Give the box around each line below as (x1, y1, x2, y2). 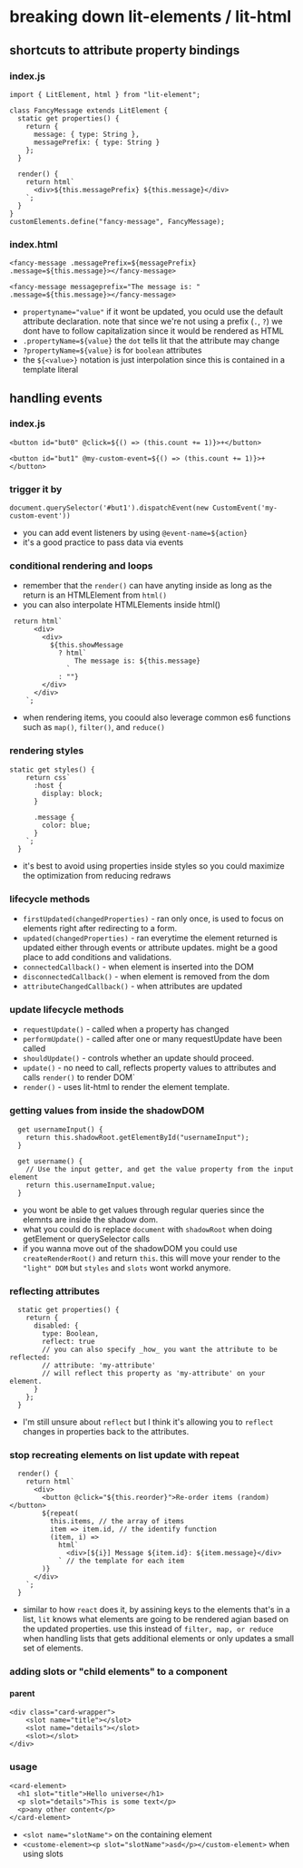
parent (9, 1688, 35, 1698)
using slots (22, 1848, 64, 1859)
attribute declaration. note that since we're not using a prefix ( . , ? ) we (22, 316, 283, 327)
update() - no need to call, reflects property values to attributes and (22, 1063, 277, 1074)
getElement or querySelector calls (22, 1233, 151, 1244)
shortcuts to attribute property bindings (9, 43, 240, 58)
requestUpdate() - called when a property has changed (22, 1024, 230, 1035)
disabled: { (33, 1321, 79, 1330)
